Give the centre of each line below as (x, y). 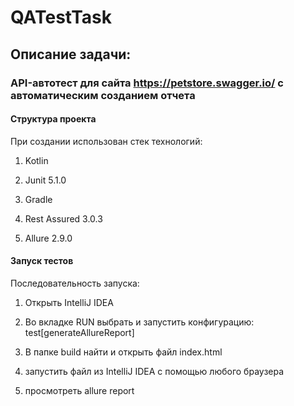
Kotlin (36, 160)
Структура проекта (53, 119)
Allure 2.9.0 (48, 238)
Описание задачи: (71, 54)
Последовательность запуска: (75, 283)
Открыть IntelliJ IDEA (69, 302)
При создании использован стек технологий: (106, 141)
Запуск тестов (42, 261)
